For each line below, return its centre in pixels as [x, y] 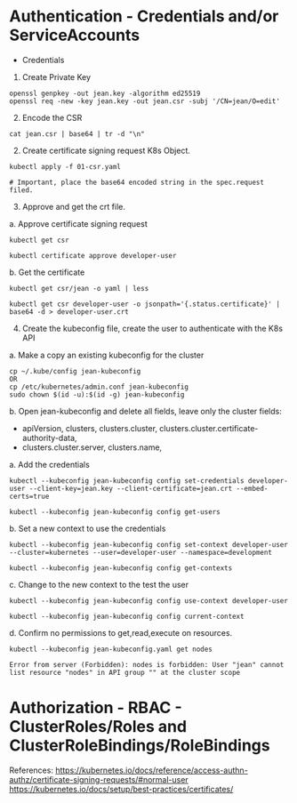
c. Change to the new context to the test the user [99, 584]
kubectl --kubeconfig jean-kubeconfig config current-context [127, 616]
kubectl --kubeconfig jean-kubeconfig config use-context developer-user [149, 601]
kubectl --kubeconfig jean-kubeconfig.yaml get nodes [111, 649]
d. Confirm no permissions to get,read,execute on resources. [121, 632]
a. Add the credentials [50, 464]
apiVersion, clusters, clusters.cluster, [90, 428]
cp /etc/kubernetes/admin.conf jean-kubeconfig [99, 387]
